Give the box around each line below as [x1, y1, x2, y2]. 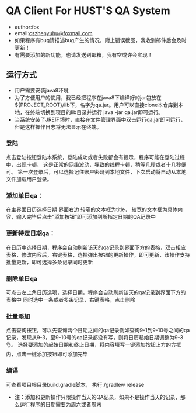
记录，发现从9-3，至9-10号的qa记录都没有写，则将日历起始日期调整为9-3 [6, 334, 184, 341]
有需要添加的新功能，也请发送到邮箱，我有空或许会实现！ [14, 51, 153, 58]
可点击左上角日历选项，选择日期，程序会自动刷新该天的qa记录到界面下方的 [6, 288, 186, 296]
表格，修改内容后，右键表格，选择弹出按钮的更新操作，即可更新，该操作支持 [6, 251, 190, 258]
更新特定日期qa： [6, 229, 55, 238]
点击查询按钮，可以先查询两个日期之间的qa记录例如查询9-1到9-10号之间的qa [6, 326, 190, 334]
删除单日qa [6, 274, 38, 283]
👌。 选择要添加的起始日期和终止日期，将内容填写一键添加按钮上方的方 [6, 341, 176, 349]
